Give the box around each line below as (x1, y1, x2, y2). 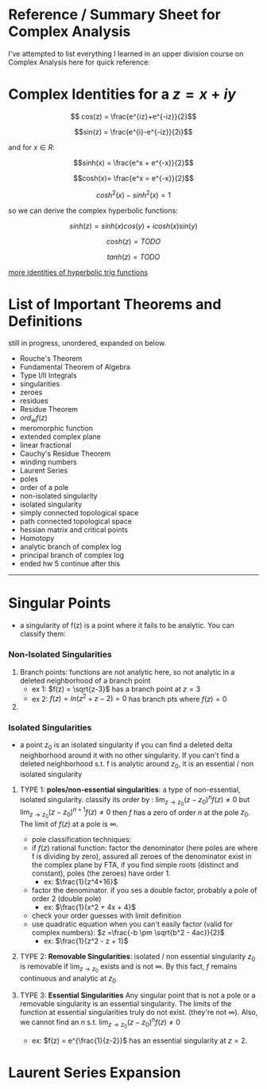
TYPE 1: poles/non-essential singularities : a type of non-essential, (19, 785, 241, 794)
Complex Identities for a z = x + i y (8, 85, 237, 104)
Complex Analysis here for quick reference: (8, 57, 151, 67)
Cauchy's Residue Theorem (19, 449, 111, 459)
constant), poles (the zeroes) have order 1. (31, 868, 171, 878)
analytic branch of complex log (19, 542, 122, 551)
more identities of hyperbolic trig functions (8, 267, 149, 276)
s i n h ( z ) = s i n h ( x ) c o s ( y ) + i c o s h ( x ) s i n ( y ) (69, 221, 198, 230)
